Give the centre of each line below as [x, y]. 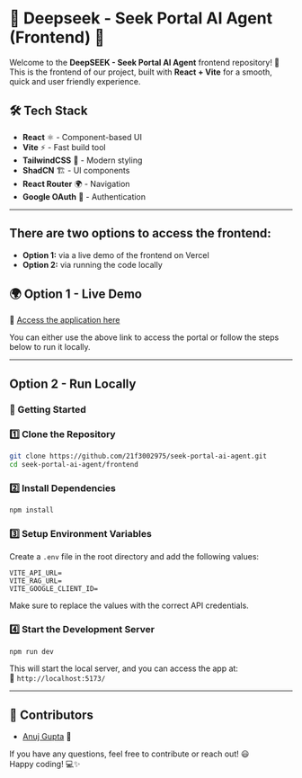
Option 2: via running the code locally [93, 264]
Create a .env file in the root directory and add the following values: [134, 557]
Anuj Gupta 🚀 [47, 737]
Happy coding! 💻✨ [45, 765]
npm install [31, 510]
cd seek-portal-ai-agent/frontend [74, 464]
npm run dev [31, 651]
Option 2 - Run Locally [73, 384]
